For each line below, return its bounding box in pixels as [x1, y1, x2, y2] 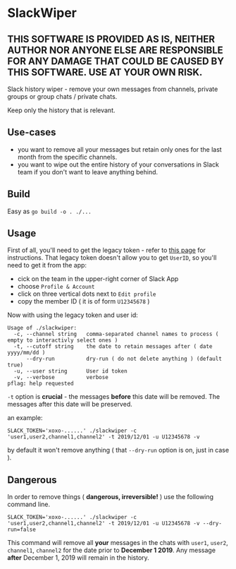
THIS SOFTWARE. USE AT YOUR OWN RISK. [7, 66, 203, 78]
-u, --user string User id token [13, 368, 128, 375]
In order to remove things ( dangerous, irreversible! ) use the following [7, 493, 213, 501]
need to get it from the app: [7, 261, 87, 270]
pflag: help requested [7, 380, 74, 388]
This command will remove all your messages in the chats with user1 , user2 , [7, 539, 229, 547]
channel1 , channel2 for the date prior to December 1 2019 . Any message [7, 546, 216, 555]
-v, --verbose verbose [13, 374, 109, 381]
